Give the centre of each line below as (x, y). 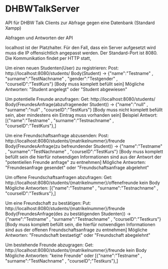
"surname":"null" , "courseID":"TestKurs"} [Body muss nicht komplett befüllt (84, 110)
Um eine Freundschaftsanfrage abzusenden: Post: (57, 135)
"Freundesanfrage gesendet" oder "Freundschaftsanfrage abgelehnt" (77, 167)
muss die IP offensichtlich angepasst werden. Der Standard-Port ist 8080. (81, 53)
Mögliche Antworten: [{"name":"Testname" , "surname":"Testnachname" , (82, 188)
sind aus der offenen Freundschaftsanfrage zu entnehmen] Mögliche (76, 230)
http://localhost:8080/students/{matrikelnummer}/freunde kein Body (76, 250)
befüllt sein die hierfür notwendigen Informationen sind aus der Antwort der (83, 157)
